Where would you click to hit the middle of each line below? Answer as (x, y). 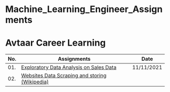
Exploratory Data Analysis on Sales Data (69, 67)
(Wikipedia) (35, 82)
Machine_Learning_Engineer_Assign (84, 9)
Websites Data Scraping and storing (64, 75)
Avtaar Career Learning (56, 43)
